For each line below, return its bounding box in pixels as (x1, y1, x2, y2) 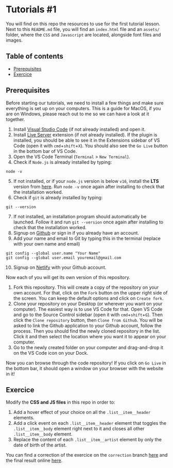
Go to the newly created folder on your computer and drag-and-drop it (13, 344, 164, 351)
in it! (6, 371, 15, 377)
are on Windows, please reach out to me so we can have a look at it (6, 111, 149, 117)
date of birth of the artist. (13, 442, 67, 448)
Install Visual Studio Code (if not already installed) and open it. (13, 126, 146, 132)
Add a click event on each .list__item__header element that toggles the (13, 420, 167, 426)
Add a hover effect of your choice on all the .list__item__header (13, 409, 151, 415)
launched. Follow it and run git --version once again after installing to (13, 219, 164, 225)
